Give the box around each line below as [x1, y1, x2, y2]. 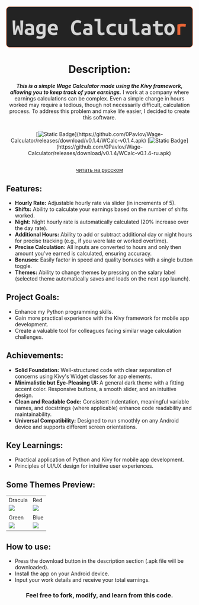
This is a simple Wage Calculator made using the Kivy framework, [16, 83, 183, 90]
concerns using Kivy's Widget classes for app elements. [14, 373, 152, 380]
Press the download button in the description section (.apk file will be [14, 557, 184, 565]
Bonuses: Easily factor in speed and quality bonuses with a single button [14, 256, 193, 263]
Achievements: [6, 351, 64, 361]
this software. [82, 114, 117, 121]
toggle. [14, 263, 33, 269]
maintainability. [14, 411, 52, 418]
